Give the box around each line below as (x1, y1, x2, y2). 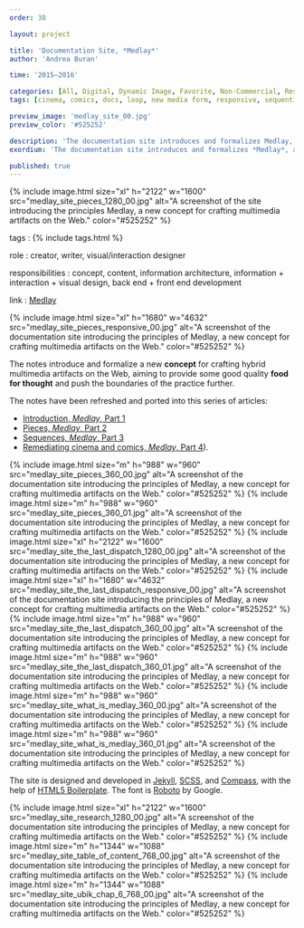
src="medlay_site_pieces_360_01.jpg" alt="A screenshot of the (9, 508, 242, 519)
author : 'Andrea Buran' (9, 54, 100, 63)
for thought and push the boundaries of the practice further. (9, 378, 235, 389)
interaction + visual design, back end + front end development (9, 277, 242, 288)
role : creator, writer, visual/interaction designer (9, 250, 186, 261)
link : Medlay (9, 295, 57, 306)
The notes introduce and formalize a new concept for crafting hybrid (9, 359, 266, 369)
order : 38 (9, 13, 47, 23)
